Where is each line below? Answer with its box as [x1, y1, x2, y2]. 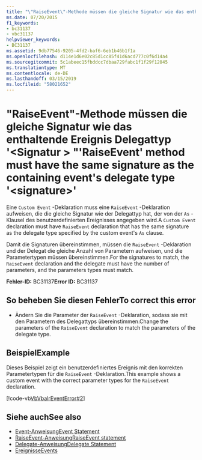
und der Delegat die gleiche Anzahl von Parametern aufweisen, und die [6, 247, 183, 254]
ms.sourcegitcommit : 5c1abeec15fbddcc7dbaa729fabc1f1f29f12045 [6, 59, 168, 65]
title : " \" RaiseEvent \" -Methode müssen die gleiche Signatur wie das [6, 8, 185, 15]
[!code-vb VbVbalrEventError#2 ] [6, 395, 85, 402]
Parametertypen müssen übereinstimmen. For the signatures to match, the [6, 253, 189, 261]
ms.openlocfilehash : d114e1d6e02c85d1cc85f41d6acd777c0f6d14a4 [6, 53, 168, 59]
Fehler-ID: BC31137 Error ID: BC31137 [6, 277, 98, 285]
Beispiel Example [6, 348, 70, 358]
